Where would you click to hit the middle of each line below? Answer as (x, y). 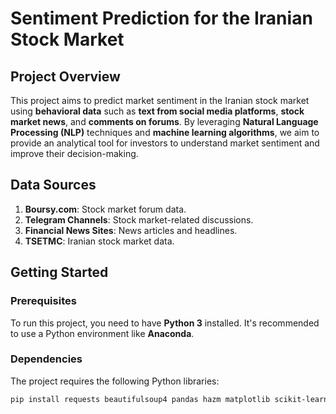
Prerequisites (43, 301)
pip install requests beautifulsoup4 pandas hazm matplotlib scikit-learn (169, 399)
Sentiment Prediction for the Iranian (161, 18)
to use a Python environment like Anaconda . (102, 333)
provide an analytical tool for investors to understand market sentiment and (165, 143)
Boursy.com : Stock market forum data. (105, 209)
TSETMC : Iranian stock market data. (99, 241)
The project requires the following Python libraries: (115, 381)
